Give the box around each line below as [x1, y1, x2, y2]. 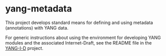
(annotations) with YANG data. [5, 24, 69, 30]
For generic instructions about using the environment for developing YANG [5, 34, 161, 40]
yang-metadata [5, 3, 72, 14]
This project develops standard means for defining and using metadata [5, 19, 153, 25]
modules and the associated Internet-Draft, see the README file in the [5, 39, 152, 45]
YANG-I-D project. [5, 45, 44, 51]
